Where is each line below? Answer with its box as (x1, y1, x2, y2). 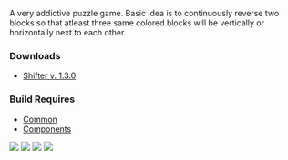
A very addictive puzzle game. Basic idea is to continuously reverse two (9, 8, 280, 18)
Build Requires (9, 93, 76, 105)
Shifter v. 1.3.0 (22, 70, 77, 81)
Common (22, 114, 57, 125)
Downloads (9, 49, 61, 62)
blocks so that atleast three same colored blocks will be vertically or (9, 17, 265, 28)
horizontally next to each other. (9, 27, 127, 37)
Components (22, 123, 72, 135)
